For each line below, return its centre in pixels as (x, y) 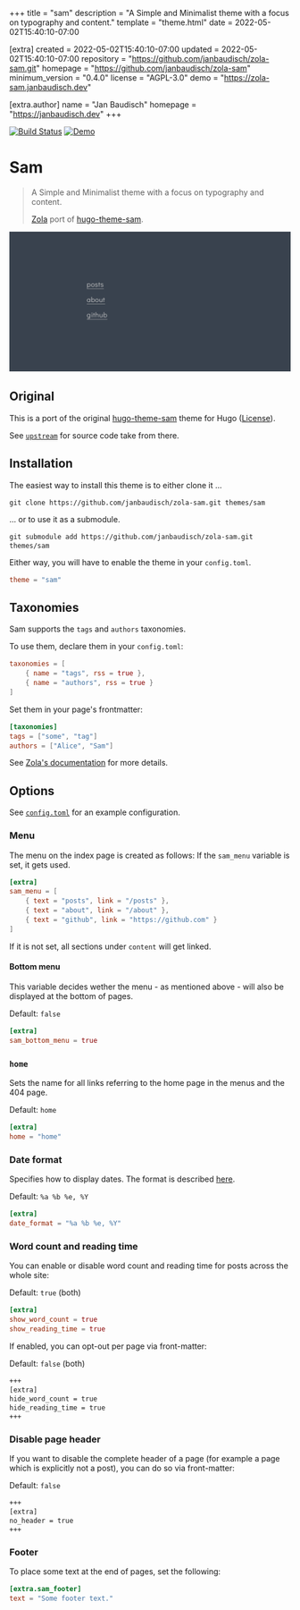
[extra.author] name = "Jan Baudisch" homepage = (103, 105)
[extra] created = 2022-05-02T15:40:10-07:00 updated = (115, 49)
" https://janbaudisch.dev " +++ (66, 114)
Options (32, 791)
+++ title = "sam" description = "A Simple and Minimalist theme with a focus (150, 13)
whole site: (29, 1275)
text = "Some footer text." (62, 1599)
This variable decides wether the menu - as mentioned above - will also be (146, 987)
